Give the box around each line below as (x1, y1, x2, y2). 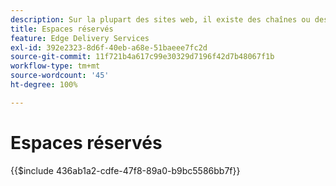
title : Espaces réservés (10, 24, 114, 34)
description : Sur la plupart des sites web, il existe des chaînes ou (10, 14, 311, 25)
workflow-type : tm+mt (10, 61, 101, 71)
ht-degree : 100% (10, 80, 78, 90)
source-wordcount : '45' (10, 71, 110, 81)
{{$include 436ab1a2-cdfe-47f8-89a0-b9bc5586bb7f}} (10, 164, 241, 176)
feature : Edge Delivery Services (10, 33, 150, 43)
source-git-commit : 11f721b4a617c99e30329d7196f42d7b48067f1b (10, 52, 275, 62)
